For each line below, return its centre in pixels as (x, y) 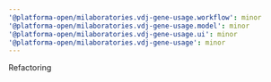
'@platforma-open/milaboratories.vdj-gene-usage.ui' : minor (123, 34)
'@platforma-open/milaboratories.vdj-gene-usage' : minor (117, 42)
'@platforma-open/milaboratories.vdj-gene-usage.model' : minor (129, 26)
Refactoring (30, 68)
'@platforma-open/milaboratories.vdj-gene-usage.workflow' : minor (135, 17)
